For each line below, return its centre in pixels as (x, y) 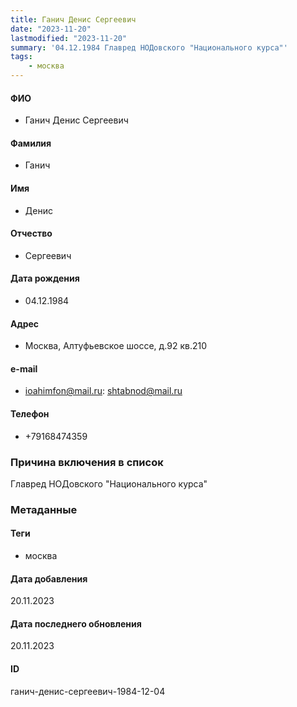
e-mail (24, 368)
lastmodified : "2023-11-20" (69, 38)
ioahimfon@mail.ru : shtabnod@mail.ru (103, 391)
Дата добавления (49, 578)
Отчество (31, 233)
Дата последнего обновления (76, 623)
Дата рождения (45, 278)
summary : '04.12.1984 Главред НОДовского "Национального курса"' (149, 47)
